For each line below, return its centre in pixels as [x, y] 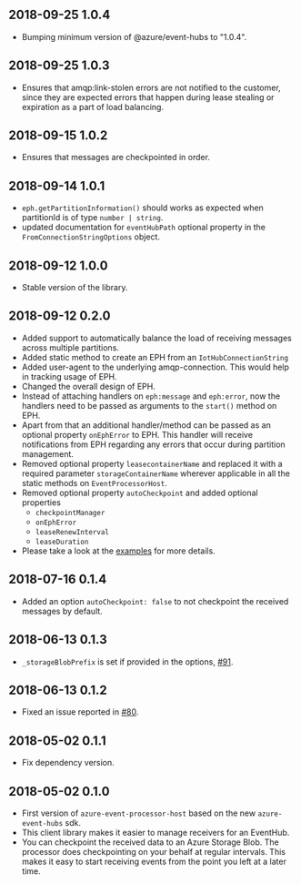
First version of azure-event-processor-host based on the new [139, 813]
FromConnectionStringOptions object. [91, 237]
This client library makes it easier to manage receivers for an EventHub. [156, 832]
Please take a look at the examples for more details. [118, 551]
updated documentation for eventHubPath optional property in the [143, 228]
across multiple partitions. [70, 347]
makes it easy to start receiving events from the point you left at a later [154, 861]
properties [41, 502]
